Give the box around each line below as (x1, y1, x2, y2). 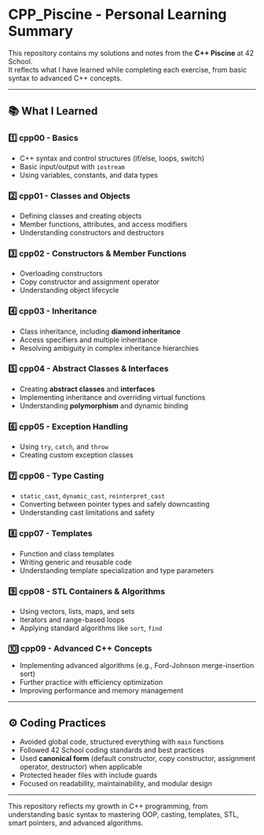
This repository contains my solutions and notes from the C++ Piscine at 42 (8, 48, 254, 57)
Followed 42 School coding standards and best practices (19, 745, 204, 755)
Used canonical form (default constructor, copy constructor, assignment (19, 754, 255, 763)
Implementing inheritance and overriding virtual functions (19, 392, 206, 402)
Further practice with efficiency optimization (19, 678, 163, 687)
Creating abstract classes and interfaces (19, 384, 156, 393)
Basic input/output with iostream (19, 161, 126, 171)
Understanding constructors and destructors (19, 227, 165, 237)
